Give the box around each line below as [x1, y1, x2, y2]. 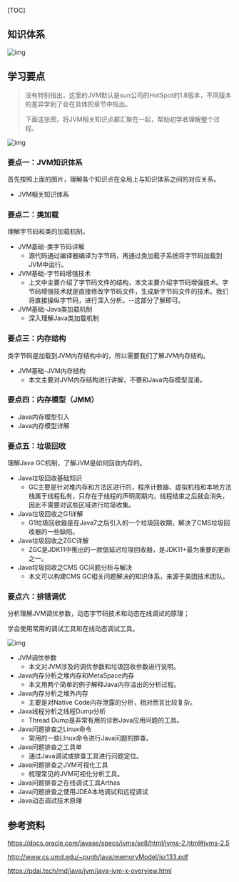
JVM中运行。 [28, 260, 68, 269]
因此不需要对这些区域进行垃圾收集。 [28, 500, 136, 510]
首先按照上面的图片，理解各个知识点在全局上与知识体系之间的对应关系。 [7, 174, 220, 183]
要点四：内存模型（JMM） [7, 395, 98, 405]
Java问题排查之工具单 [17, 743, 83, 751]
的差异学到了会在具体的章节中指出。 [24, 99, 132, 108]
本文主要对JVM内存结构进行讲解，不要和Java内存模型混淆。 [28, 375, 207, 384]
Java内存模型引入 [17, 412, 70, 421]
